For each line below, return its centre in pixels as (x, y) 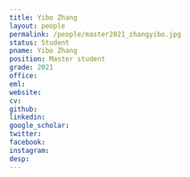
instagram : (29, 150)
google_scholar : (39, 126)
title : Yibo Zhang (43, 17)
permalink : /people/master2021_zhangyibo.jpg (95, 34)
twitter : (25, 134)
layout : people (37, 26)
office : (24, 76)
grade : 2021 (31, 68)
